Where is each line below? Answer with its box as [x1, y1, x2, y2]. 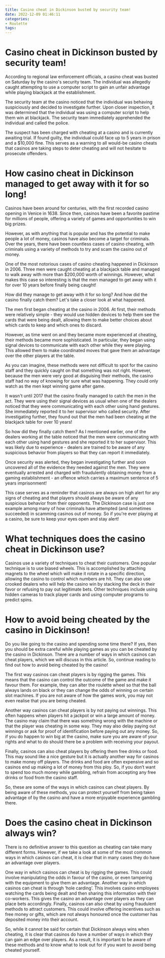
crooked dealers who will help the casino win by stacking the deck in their [5, 581, 155, 587]
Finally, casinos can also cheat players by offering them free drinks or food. [5, 748, 159, 754]
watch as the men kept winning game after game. [5, 383, 106, 389]
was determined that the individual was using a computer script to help [5, 110, 149, 116]
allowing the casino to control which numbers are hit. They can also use [5, 576, 151, 582]
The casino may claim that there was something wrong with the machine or [5, 718, 158, 723]
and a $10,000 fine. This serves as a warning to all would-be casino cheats [5, 140, 158, 146]
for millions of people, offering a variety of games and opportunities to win [5, 216, 156, 221]
